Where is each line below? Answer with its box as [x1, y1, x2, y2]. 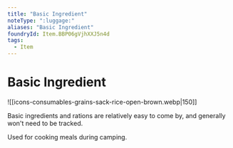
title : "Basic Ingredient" [7, 10, 88, 18]
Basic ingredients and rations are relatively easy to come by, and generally [7, 111, 226, 120]
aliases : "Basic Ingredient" [7, 23, 94, 31]
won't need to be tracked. [7, 119, 83, 127]
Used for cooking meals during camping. [7, 132, 128, 141]
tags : [7, 37, 24, 44]
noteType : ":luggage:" [7, 17, 75, 24]
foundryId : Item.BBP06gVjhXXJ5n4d [7, 30, 110, 38]
